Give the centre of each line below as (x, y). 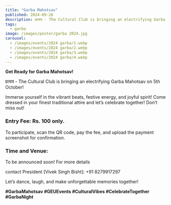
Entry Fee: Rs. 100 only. (35, 121)
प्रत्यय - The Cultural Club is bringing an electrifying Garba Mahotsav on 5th (83, 81)
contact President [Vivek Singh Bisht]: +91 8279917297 (63, 171)
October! (15, 87)
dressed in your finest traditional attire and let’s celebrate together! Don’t (81, 103)
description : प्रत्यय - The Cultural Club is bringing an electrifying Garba (85, 19)
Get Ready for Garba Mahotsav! (39, 72)
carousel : (16, 39)
